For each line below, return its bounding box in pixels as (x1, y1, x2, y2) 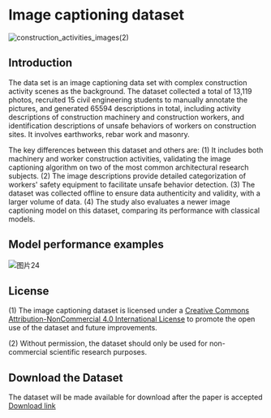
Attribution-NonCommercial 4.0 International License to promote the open (8, 314, 256, 324)
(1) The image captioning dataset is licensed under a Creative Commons (8, 306, 250, 316)
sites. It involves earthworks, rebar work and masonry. (8, 129, 191, 139)
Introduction (8, 56, 73, 70)
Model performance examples (8, 238, 165, 252)
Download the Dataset (8, 371, 123, 385)
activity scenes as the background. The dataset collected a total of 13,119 (8, 86, 253, 96)
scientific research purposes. (49, 347, 148, 357)
